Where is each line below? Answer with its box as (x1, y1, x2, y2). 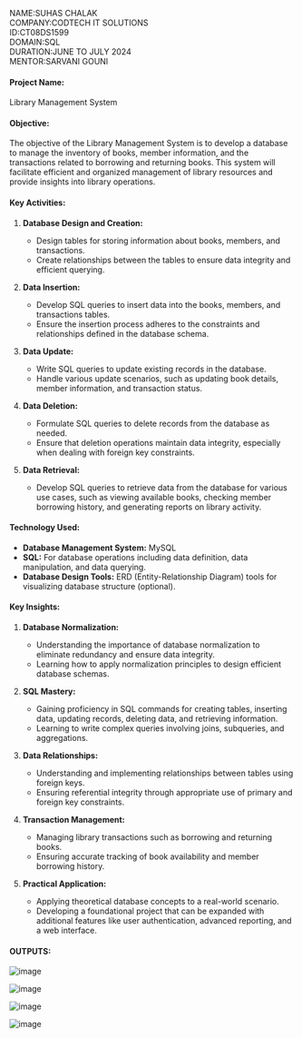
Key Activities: (9, 197, 66, 208)
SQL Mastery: (22, 686, 76, 697)
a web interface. (35, 925, 98, 936)
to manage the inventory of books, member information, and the (9, 147, 249, 158)
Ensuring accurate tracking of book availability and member (35, 851, 260, 862)
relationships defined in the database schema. (35, 328, 209, 339)
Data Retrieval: (22, 464, 80, 475)
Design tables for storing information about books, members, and (35, 235, 281, 246)
